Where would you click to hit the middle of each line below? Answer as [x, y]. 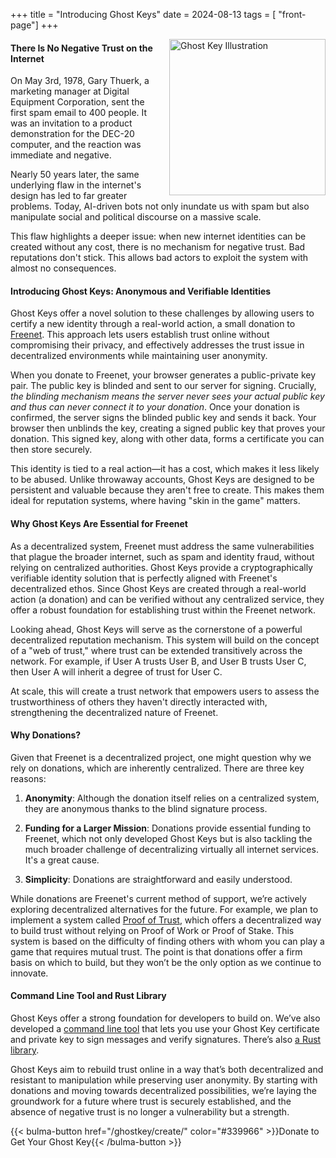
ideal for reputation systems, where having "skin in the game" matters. [155, 501]
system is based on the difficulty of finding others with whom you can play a [167, 941]
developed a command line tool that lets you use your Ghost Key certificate [165, 1029]
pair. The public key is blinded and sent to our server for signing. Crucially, [163, 386]
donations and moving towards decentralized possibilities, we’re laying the [163, 1091]
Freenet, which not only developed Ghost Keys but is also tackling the [168, 838]
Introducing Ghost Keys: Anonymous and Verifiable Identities [141, 291]
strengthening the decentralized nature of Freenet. [114, 712]
